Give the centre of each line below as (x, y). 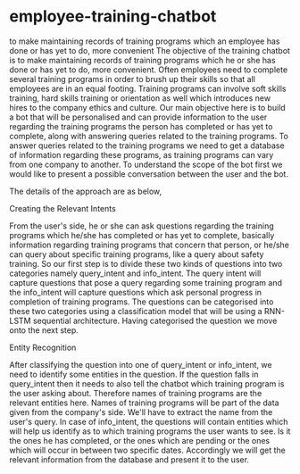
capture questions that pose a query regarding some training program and (146, 282)
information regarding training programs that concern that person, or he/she (150, 245)
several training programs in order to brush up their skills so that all (133, 79)
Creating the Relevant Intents (62, 208)
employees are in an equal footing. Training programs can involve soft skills (148, 88)
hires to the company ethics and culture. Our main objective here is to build (147, 107)
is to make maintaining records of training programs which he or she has (142, 60)
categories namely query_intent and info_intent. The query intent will (135, 273)
